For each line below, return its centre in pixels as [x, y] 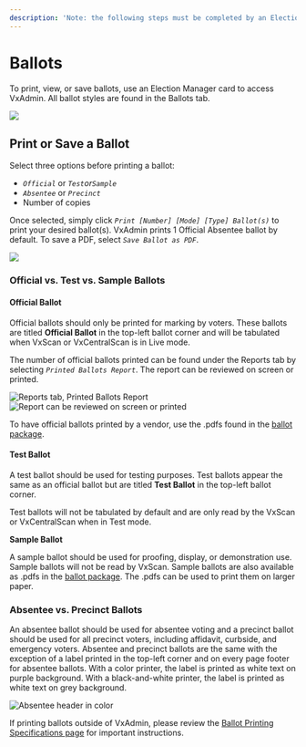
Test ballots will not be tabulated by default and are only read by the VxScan [153, 512]
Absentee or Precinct [61, 193]
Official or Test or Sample [69, 183]
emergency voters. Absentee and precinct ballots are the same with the [143, 649]
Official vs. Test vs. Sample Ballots [87, 281]
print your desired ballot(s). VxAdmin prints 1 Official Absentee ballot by [143, 230]
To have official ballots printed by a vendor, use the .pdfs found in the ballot [151, 424]
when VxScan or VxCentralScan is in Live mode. [100, 342]
